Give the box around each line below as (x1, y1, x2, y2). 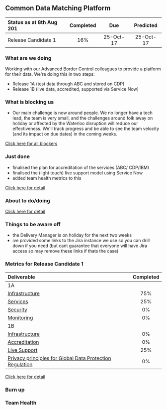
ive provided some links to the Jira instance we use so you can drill (12, 238, 150, 244)
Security (7, 306, 27, 313)
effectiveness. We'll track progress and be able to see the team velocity (12, 126, 160, 132)
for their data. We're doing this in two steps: (5, 71, 95, 77)
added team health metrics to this (12, 175, 82, 181)
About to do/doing (5, 197, 51, 204)
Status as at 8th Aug (7, 18, 58, 25)
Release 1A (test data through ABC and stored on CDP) (12, 81, 125, 87)
